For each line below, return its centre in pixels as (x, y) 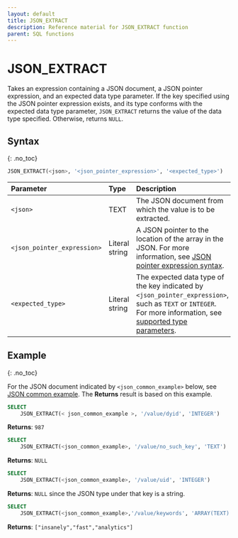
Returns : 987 (26, 427)
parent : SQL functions (41, 34)
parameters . (156, 330)
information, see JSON (174, 257)
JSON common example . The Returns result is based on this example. (110, 394)
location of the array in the (180, 239)
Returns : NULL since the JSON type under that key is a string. (96, 493)
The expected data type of (180, 276)
